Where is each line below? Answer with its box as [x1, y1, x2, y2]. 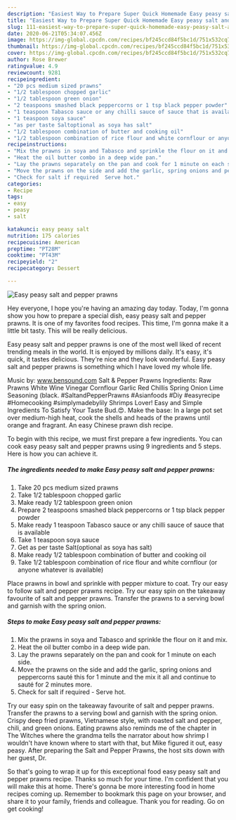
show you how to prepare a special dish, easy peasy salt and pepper [7, 311, 206, 320]
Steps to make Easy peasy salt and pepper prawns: [7, 617, 162, 626]
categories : [7, 180, 42, 187]
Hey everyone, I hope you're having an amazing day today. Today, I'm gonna [7, 304, 229, 312]
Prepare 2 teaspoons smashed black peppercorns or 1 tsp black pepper [17, 506, 225, 514]
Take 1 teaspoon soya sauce [17, 535, 100, 544]
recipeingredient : [7, 75, 61, 83]
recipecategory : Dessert [7, 265, 80, 272]
